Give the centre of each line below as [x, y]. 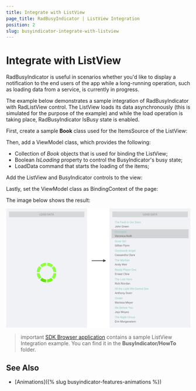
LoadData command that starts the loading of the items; [82, 166]
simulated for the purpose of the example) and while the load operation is [94, 113]
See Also [23, 368]
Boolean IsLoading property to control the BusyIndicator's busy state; [99, 160]
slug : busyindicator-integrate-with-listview [62, 31]
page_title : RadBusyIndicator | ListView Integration [73, 18]
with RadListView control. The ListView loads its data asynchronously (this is [98, 107]
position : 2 [20, 25]
